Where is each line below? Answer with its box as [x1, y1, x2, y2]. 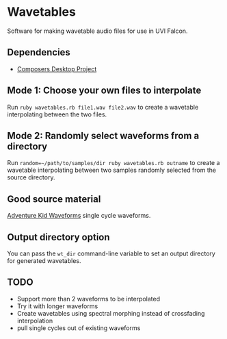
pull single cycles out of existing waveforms [16, 323, 141, 332]
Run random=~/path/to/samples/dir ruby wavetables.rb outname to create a [7, 159, 220, 167]
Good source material [7, 193, 101, 205]
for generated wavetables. [7, 257, 81, 264]
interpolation [16, 316, 53, 325]
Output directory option [7, 231, 111, 243]
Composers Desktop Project [16, 64, 97, 73]
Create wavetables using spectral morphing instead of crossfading [16, 309, 205, 317]
